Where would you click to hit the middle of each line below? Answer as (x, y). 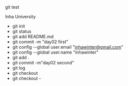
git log (19, 68)
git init (19, 26)
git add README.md (33, 37)
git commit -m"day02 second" (43, 63)
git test (12, 7)
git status (22, 31)
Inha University (21, 16)
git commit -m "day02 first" (40, 42)
